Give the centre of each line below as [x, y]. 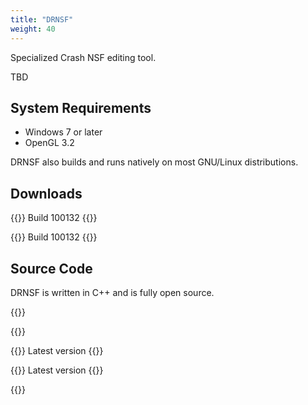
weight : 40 [33, 29]
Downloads [46, 193]
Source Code [51, 268]
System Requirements [81, 107]
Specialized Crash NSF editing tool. [83, 57]
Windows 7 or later [63, 132]
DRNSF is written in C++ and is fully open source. [112, 292]
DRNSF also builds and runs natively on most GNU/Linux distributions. [154, 162]
